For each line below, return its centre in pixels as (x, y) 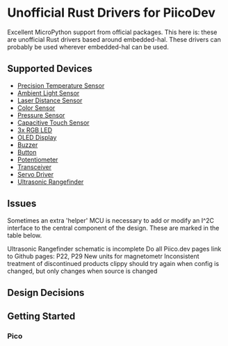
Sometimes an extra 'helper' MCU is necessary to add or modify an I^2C (111, 220)
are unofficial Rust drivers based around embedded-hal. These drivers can (114, 39)
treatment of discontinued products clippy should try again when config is (113, 263)
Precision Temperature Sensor (61, 86)
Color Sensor (36, 108)
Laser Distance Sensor (50, 100)
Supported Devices (50, 69)
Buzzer (27, 145)
